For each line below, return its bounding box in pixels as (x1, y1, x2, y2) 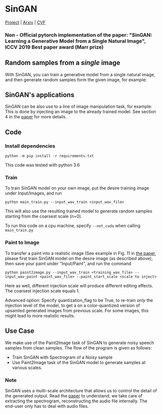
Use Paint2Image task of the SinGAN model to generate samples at (12, 359, 146, 365)
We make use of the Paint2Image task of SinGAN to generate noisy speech (5, 340, 154, 346)
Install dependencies (5, 142, 56, 149)
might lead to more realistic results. (5, 313, 75, 318)
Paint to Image (5, 239, 40, 246)
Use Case (5, 327, 35, 335)
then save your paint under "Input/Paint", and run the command (5, 261, 132, 266)
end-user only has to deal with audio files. (5, 403, 89, 409)
